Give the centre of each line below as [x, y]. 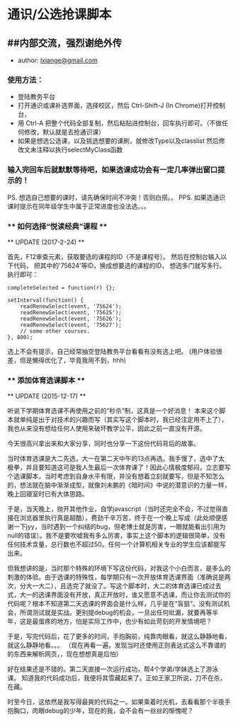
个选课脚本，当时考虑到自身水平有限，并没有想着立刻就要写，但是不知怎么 [116, 476]
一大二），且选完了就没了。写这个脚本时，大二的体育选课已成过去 [126, 586]
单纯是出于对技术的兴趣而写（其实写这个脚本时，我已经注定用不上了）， [124, 420]
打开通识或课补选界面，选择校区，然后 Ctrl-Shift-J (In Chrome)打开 [115, 105]
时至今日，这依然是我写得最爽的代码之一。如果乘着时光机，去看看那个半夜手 [119, 702]
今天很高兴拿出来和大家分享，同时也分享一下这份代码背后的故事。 [103, 444]
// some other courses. [55, 331]
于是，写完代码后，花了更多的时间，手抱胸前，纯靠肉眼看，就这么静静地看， [119, 636]
